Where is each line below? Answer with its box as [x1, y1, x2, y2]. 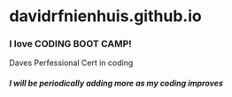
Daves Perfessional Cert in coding [9, 57, 134, 68]
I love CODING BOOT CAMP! [9, 38, 133, 50]
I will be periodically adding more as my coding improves [9, 78, 224, 89]
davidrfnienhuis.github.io [9, 6, 202, 26]
